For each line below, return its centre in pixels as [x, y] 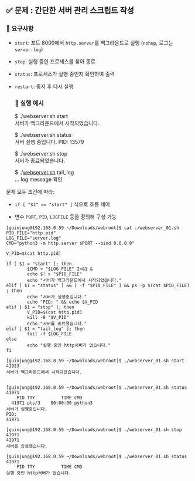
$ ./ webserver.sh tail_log [44, 172]
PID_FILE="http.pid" [31, 233]
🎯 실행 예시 [29, 103]
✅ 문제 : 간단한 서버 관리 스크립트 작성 [70, 11]
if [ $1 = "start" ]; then [39, 264]
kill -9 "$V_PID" [48, 317]
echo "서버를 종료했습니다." [57, 324]
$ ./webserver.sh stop [41, 153]
